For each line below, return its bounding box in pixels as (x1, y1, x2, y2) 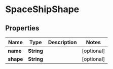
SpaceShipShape (5, 4, 80, 15)
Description (48, 39, 77, 46)
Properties (5, 24, 40, 32)
